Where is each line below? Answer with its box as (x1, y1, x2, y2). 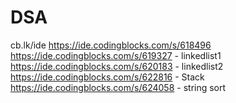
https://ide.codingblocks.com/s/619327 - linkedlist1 (10, 49, 222, 61)
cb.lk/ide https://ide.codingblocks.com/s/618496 (10, 39, 212, 51)
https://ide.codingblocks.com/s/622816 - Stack (10, 71, 205, 83)
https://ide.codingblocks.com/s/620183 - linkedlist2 (10, 60, 224, 72)
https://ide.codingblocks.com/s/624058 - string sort (10, 81, 227, 93)
